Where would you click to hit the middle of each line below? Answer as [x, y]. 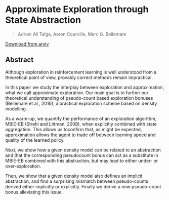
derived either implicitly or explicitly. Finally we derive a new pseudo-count [83, 186]
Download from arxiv [27, 44]
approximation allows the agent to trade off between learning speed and [80, 135]
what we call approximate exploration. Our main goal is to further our [77, 93]
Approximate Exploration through [77, 9]
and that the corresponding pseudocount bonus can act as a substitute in [82, 155]
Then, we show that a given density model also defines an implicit [74, 176]
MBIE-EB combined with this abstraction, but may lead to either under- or [82, 161]
